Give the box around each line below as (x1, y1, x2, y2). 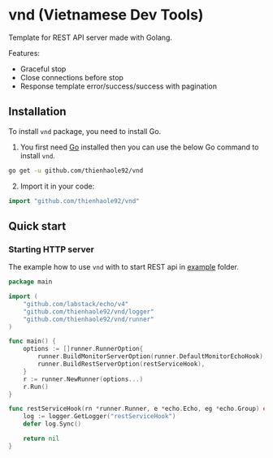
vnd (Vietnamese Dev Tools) (8, 6, 204, 24)
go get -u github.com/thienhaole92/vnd (8, 166, 144, 175)
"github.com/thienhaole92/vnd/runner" (23, 315, 154, 323)
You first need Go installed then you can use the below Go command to (19, 142, 259, 152)
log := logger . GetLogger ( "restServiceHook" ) (23, 413, 176, 421)
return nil (23, 434, 60, 443)
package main (8, 278, 53, 286)
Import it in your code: (19, 181, 95, 191)
